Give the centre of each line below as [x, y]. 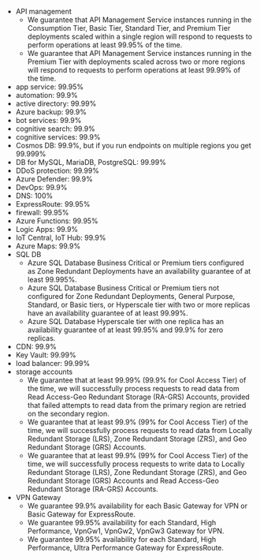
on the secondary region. [68, 414]
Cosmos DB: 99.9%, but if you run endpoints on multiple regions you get [134, 146]
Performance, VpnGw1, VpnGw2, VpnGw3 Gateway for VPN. [126, 531]
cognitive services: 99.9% [58, 137]
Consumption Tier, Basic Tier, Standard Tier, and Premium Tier [129, 28]
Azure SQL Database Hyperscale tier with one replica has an [126, 321]
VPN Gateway [38, 497]
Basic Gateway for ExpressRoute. [82, 514]
